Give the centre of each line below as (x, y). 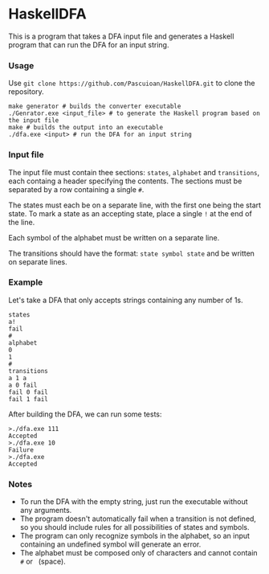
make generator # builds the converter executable (95, 107)
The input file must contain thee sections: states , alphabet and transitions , (134, 172)
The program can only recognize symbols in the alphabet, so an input (135, 536)
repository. (26, 92)
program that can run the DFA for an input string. (89, 44)
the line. (22, 222)
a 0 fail (23, 385)
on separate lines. (38, 261)
